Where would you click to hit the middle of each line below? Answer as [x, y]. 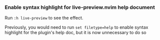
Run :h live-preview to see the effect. [44, 18]
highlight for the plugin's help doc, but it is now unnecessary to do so [76, 33]
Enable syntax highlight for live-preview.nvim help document [80, 7]
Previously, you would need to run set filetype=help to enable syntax [77, 27]
